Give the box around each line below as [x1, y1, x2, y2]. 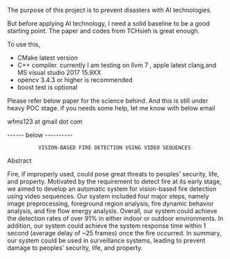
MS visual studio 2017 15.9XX [17, 69, 101, 76]
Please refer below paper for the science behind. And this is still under [7, 97, 208, 105]
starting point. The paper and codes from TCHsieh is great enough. [7, 27, 200, 35]
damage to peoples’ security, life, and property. [7, 244, 143, 252]
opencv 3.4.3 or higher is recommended [17, 76, 133, 84]
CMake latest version [17, 53, 79, 62]
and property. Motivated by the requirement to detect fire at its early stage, [7, 177, 222, 185]
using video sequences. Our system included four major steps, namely [7, 192, 210, 200]
